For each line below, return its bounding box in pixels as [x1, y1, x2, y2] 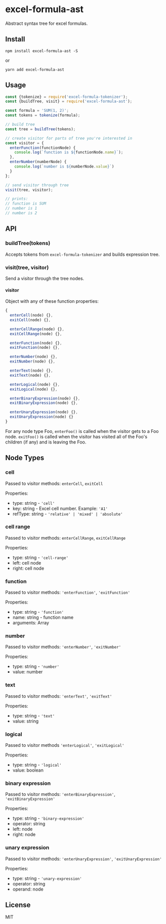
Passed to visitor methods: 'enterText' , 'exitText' [5, 693, 112, 699]
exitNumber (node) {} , [10, 359, 56, 364]
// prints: [5, 196, 28, 202]
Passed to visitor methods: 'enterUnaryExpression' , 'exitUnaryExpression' [5, 856, 162, 862]
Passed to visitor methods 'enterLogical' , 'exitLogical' [5, 742, 124, 748]
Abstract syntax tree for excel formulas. [5, 20, 88, 26]
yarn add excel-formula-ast [5, 67, 65, 72]
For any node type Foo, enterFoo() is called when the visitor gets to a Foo [5, 428, 159, 434]
